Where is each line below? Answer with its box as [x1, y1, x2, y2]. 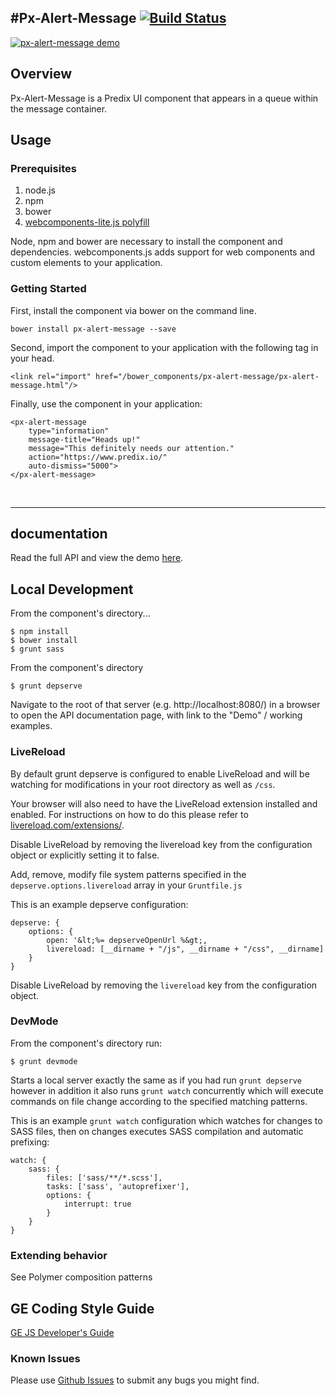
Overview [10, 66, 73, 83]
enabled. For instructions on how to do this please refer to [10, 808, 249, 820]
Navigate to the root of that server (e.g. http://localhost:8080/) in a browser [10, 699, 321, 711]
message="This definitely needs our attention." [28, 443, 235, 453]
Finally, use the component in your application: [10, 397, 203, 410]
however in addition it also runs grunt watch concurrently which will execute [10, 1084, 324, 1096]
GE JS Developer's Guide [10, 1326, 115, 1338]
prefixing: [10, 1136, 50, 1148]
